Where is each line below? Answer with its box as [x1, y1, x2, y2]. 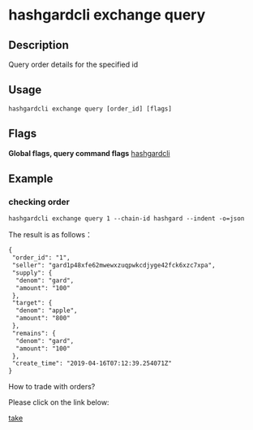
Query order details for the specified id [8, 59, 139, 69]
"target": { [11, 299, 53, 307]
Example [8, 172, 54, 186]
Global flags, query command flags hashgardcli [8, 148, 170, 158]
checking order [8, 196, 71, 207]
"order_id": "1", [11, 254, 71, 262]
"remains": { [11, 329, 57, 337]
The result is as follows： [8, 230, 93, 240]
